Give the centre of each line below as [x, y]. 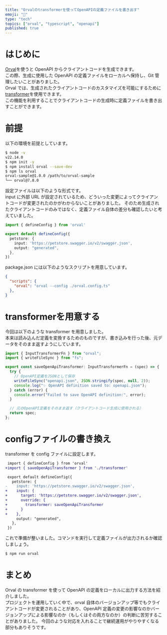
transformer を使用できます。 [35, 94]
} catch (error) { [29, 390]
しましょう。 [18, 544]
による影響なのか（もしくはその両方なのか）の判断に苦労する [94, 615]
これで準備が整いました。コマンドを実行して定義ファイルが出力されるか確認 [84, 538]
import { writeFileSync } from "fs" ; [44, 358]
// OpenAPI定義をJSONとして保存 [45, 377]
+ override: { [25, 500]
